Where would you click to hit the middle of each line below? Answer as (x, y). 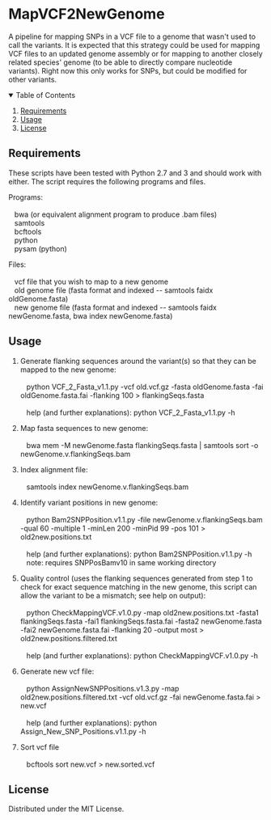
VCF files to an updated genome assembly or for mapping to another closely (135, 53)
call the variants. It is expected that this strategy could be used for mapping (134, 44)
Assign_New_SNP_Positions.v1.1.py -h (83, 731)
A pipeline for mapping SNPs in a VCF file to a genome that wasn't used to (132, 36)
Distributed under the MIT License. (66, 809)
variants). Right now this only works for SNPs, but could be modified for (128, 70)
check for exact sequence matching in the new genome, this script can (138, 586)
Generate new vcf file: (57, 671)
